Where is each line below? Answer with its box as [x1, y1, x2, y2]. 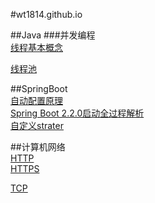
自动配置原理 [10, 95, 63, 106]
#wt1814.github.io [10, 9, 83, 20]
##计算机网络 [10, 141, 66, 153]
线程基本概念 [10, 42, 63, 53]
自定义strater [10, 120, 64, 131]
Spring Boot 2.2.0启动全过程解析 [10, 107, 145, 119]
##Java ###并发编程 [10, 29, 96, 41]
